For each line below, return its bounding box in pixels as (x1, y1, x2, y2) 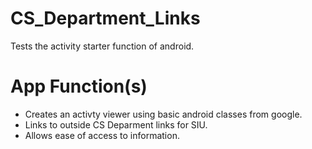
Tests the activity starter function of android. (10, 40, 195, 52)
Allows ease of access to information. (24, 129, 180, 141)
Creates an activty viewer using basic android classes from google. (24, 108, 303, 120)
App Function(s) (10, 75, 148, 98)
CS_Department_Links (10, 7, 201, 30)
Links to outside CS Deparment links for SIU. (24, 118, 208, 131)
